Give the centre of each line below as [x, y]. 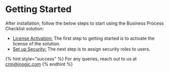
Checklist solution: [25, 28]
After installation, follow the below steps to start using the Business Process [84, 23]
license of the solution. [37, 43]
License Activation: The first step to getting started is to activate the [83, 38]
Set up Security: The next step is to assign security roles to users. [81, 49]
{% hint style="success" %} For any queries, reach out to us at [71, 58]
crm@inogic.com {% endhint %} [39, 64]
